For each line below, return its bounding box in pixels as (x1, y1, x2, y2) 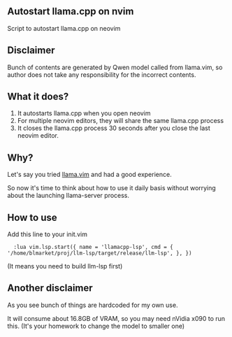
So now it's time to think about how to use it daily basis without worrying (7, 184, 217, 192)
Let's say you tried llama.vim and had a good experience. (7, 171, 173, 179)
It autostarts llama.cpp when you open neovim (17, 109, 152, 117)
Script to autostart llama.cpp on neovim (7, 24, 121, 32)
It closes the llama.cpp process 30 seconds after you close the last (17, 124, 211, 132)
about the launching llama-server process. (7, 192, 130, 200)
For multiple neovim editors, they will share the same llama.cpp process (17, 117, 224, 125)
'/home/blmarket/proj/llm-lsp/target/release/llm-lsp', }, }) (7, 250, 192, 257)
